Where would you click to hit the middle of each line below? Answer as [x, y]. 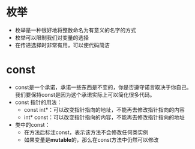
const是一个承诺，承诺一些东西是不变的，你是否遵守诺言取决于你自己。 [103, 87]
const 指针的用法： [38, 102]
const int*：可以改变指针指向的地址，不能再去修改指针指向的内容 [104, 109]
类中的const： [32, 124]
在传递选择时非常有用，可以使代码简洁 [62, 45]
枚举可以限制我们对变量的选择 [52, 37]
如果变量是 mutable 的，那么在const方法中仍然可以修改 [91, 139]
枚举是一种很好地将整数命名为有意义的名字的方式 [75, 30]
